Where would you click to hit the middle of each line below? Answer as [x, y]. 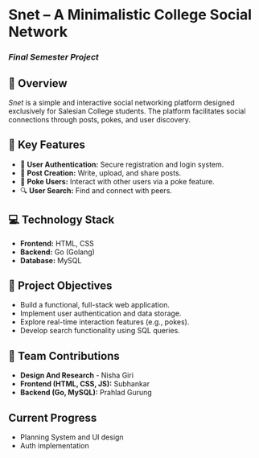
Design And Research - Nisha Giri [77, 375]
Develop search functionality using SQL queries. [100, 331]
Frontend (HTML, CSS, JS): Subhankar [85, 384]
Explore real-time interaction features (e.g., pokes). [105, 322]
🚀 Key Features [47, 145]
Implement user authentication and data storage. [101, 314]
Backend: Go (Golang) [57, 252]
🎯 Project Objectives [60, 285]
